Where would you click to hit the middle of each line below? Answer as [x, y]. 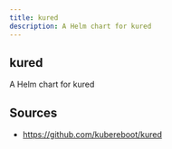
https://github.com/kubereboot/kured [92, 135]
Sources [33, 112]
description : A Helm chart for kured [81, 26]
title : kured [34, 18]
